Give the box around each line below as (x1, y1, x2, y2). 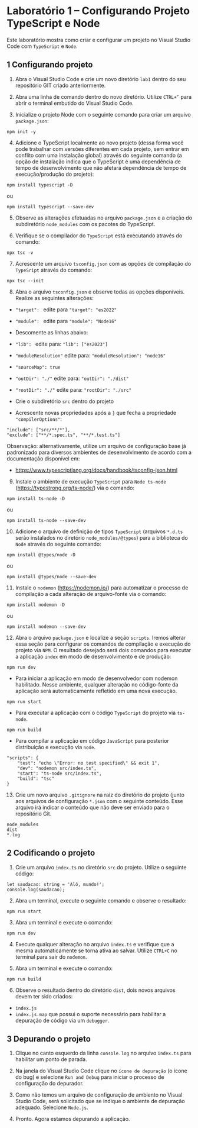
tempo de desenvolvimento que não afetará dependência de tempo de (15, 164, 187, 171)
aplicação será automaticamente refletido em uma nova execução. (15, 687, 177, 694)
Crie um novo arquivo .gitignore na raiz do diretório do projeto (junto (15, 791, 185, 798)
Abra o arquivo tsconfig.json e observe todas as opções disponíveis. (15, 288, 185, 295)
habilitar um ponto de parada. (15, 1056, 87, 1063)
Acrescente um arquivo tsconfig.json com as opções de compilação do (15, 260, 192, 267)
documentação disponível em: (6, 455, 80, 462)
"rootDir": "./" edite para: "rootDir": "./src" (15, 386, 132, 393)
